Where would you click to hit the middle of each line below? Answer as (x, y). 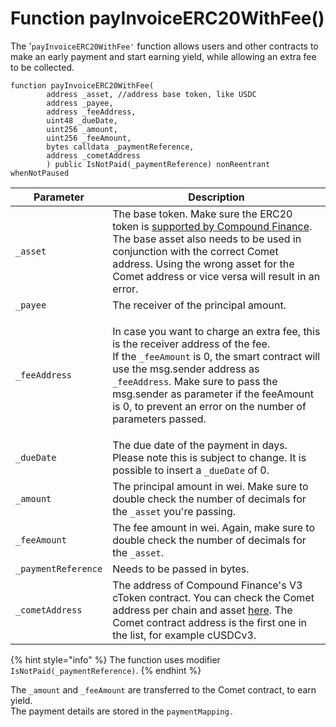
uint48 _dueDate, (82, 120)
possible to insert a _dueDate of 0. (191, 470)
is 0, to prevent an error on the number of (209, 406)
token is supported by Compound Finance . (212, 226)
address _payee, (80, 103)
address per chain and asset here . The (202, 610)
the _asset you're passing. (174, 511)
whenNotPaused (40, 173)
